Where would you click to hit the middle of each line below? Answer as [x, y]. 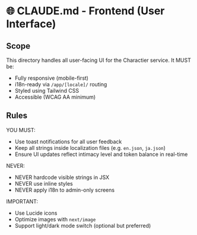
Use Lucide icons [36, 213]
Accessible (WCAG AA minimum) [55, 97]
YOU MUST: [21, 130]
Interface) [31, 24]
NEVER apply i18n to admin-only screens [64, 190]
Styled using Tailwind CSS [47, 91]
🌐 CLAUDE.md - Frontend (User [85, 11]
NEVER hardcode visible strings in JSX [62, 177]
